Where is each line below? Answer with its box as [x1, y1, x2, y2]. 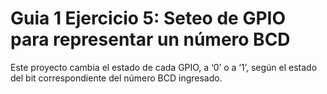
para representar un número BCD [10, 28, 291, 51]
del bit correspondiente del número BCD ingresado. [10, 72, 223, 84]
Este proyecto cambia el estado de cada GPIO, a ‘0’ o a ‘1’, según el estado [10, 61, 318, 73]
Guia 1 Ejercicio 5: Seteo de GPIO [10, 7, 286, 30]
